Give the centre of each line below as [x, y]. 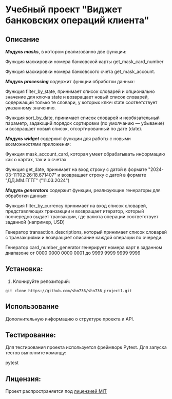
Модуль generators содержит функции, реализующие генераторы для [83, 190]
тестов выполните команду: [36, 353]
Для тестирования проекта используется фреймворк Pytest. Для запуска [86, 347]
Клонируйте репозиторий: [41, 281]
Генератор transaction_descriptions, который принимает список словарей [86, 232]
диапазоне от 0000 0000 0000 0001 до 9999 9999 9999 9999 [73, 253]
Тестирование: [31, 335]
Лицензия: [23, 379]
